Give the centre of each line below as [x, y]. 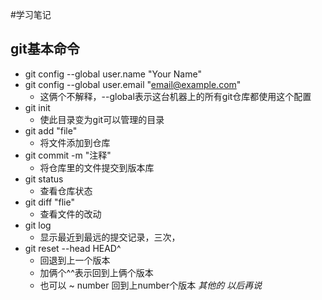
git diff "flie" [49, 202]
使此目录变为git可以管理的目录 [102, 119]
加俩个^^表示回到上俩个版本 [96, 272]
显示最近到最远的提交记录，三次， [110, 237]
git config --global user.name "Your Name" [113, 74]
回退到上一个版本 [75, 260]
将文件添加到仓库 [75, 142]
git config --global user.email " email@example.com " [133, 84]
